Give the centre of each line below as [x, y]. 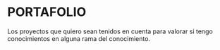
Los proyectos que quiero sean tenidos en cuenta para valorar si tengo [110, 31]
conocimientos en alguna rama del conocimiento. [79, 38]
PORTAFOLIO [47, 12]
